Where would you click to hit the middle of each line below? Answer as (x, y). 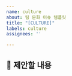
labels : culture (26, 28)
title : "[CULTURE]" (31, 23)
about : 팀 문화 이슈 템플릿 (36, 17)
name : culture (24, 12)
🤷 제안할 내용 (29, 65)
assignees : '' (24, 34)
